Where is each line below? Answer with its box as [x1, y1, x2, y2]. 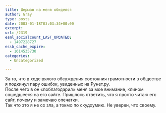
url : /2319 [5, 30, 28, 35]
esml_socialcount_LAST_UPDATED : [5, 35, 72, 40]
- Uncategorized [9, 58, 43, 63]
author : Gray [5, 12, 32, 17]
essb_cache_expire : [5, 44, 46, 49]
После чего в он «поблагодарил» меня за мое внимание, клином [5, 86, 144, 92]
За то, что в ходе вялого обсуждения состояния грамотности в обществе [5, 76, 162, 82]
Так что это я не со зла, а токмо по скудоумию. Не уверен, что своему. [5, 102, 157, 108]
